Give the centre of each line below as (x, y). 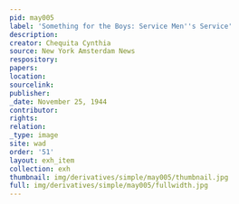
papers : (24, 69)
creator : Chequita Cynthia (60, 43)
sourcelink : (32, 85)
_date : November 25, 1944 (58, 102)
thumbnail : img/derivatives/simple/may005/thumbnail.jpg (119, 177)
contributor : (34, 110)
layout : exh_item (42, 160)
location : (28, 77)
